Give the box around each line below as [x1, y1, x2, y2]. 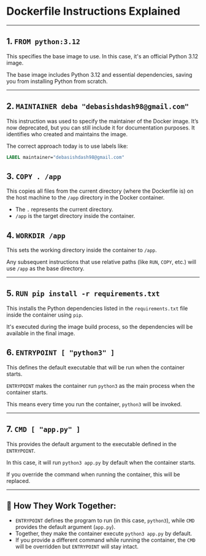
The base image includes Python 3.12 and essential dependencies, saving [6, 71, 193, 78]
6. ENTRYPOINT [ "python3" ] [6, 347, 115, 358]
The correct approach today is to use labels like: [6, 142, 128, 150]
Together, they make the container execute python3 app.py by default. [15, 530, 193, 538]
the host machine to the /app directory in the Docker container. [6, 194, 165, 201]
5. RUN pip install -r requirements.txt [6, 288, 160, 299]
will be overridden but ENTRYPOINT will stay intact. [15, 543, 139, 550]
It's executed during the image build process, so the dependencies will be [6, 323, 193, 330]
